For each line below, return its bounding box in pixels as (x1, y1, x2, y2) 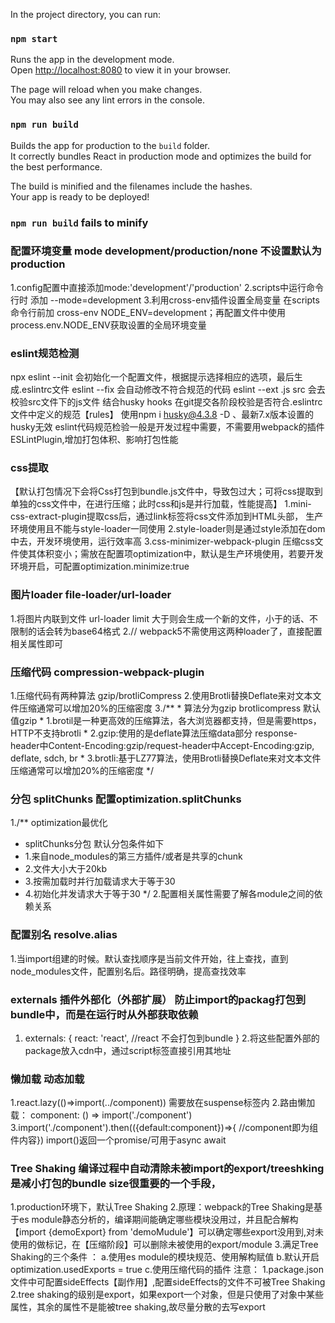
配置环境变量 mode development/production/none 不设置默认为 (10, 244, 322, 258)
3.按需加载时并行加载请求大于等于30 (24, 875, 176, 888)
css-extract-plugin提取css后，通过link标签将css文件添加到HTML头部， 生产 (10, 510, 324, 523)
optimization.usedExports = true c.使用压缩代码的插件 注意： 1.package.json (10, 1264, 324, 1276)
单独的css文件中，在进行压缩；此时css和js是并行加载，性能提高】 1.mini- (10, 498, 312, 510)
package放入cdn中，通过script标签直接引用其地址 (24, 1044, 232, 1056)
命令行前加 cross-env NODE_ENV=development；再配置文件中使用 (10, 306, 287, 318)
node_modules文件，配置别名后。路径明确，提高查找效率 (10, 965, 247, 977)
